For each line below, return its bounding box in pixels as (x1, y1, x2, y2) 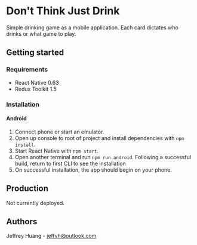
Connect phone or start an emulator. (14, 128, 104, 135)
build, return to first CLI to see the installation (14, 160, 127, 167)
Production (6, 184, 49, 194)
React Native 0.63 (14, 79, 59, 86)
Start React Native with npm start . (14, 147, 98, 154)
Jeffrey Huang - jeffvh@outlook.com (6, 232, 97, 240)
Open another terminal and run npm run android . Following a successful (14, 153, 192, 160)
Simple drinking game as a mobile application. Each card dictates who (6, 24, 179, 31)
